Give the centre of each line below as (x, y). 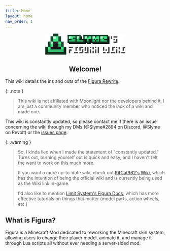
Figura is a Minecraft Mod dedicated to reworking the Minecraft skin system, (85, 232)
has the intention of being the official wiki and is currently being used (90, 178)
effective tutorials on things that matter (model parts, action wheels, (89, 199)
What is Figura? (30, 220)
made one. (29, 112)
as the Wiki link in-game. (43, 183)
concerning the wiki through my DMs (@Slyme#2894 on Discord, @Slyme (83, 127)
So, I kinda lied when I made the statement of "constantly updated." (88, 152)
